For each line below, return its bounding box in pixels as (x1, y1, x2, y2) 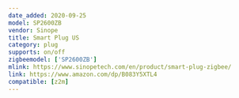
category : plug (8, 41, 59, 49)
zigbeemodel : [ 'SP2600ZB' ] (8, 56, 97, 64)
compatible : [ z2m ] (8, 77, 69, 85)
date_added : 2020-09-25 (8, 11, 87, 20)
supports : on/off (8, 48, 66, 56)
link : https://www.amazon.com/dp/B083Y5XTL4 (8, 70, 157, 78)
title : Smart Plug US (8, 33, 80, 42)
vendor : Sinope (8, 26, 59, 34)
